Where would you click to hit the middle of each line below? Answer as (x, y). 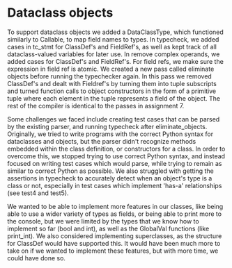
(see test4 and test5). (38, 193)
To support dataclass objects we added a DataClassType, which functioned (116, 32)
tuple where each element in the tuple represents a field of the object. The (114, 98)
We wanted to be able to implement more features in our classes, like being (115, 206)
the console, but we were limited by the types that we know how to (103, 221)
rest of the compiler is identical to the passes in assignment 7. (96, 106)
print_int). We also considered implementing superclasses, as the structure (115, 236)
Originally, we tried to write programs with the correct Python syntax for (110, 134)
